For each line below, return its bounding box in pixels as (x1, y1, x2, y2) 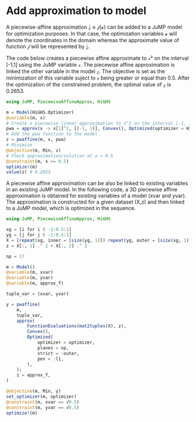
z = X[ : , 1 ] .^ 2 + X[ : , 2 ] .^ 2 (6, 243, 87, 249)
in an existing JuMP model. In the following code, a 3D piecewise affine (6, 186, 178, 193)
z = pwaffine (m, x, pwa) (6, 136, 66, 143)
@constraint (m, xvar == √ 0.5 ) (6, 399, 80, 405)
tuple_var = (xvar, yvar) (6, 291, 69, 297)
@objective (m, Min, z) (6, 147, 61, 153)
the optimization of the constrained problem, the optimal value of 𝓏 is (6, 81, 171, 88)
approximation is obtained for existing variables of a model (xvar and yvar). (6, 192, 187, 200)
